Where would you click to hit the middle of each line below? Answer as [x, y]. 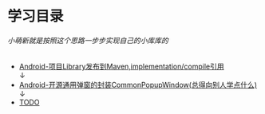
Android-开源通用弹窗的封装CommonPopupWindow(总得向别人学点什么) [138, 85]
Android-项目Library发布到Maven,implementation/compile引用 [121, 67]
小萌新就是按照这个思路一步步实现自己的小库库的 [88, 40]
